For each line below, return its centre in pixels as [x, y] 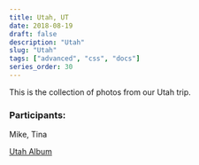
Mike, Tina [28, 135]
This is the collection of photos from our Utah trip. [100, 92]
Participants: [38, 114]
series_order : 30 [41, 67]
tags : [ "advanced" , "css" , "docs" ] [75, 59]
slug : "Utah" [33, 51]
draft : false [33, 34]
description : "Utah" [47, 42]
